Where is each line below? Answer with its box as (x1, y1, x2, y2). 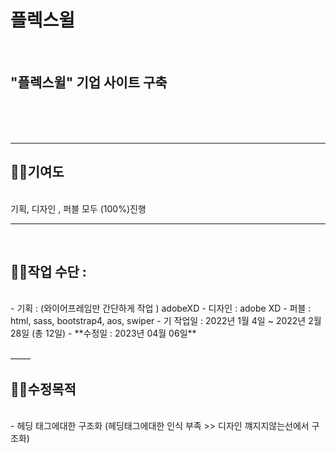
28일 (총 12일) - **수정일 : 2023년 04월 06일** (10, 327, 197, 340)
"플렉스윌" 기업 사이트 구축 (10, 74, 168, 91)
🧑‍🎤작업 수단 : (10, 263, 87, 280)
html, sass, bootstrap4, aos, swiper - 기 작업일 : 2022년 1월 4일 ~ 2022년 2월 (10, 315, 322, 327)
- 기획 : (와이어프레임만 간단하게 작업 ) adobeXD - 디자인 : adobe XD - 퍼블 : (10, 302, 312, 315)
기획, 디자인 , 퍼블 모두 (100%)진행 (10, 202, 147, 215)
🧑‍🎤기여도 (10, 164, 65, 181)
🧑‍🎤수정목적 (10, 381, 77, 398)
